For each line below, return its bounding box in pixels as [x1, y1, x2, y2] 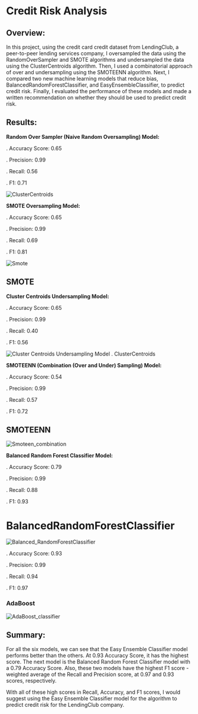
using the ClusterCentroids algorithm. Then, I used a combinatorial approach [6, 62, 193, 69]
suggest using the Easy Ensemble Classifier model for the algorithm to [6, 695, 177, 702]
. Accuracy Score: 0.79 [6, 464, 62, 471]
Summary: [6, 630, 46, 640]
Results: [6, 118, 37, 128]
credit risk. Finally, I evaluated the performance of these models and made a [6, 88, 192, 94]
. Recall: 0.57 [6, 396, 38, 403]
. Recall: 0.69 [6, 236, 38, 244]
